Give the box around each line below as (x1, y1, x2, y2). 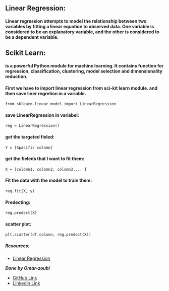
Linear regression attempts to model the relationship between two (5, 18, 147, 24)
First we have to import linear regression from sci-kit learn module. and (5, 85, 158, 91)
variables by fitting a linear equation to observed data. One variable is (5, 23, 154, 29)
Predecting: (5, 199, 31, 205)
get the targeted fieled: (5, 133, 54, 140)
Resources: (5, 243, 30, 249)
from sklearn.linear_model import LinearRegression (5, 102, 116, 107)
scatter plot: (5, 221, 32, 227)
